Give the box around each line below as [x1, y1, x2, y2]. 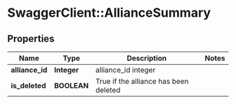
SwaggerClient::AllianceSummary [7, 5, 211, 21]
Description [126, 54, 167, 63]
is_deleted [11, 81, 46, 90]
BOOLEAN [53, 81, 89, 90]
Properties [7, 33, 55, 45]
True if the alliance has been [95, 77, 189, 86]
